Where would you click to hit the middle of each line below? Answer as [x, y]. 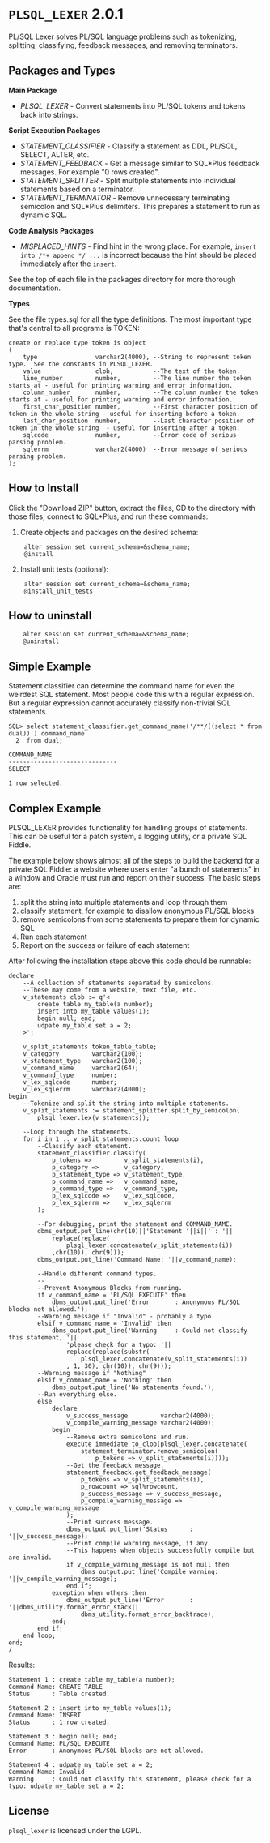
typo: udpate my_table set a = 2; [67, 1786]
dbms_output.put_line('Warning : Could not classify [150, 1331]
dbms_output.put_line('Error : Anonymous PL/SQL [146, 1302]
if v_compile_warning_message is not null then [148, 1565]
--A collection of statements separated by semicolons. [119, 983]
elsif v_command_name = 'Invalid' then [105, 1323]
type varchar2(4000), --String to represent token [137, 357]
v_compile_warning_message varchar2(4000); [141, 1423]
